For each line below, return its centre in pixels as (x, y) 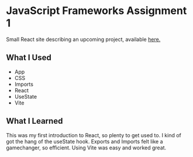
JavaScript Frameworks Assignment (96, 11)
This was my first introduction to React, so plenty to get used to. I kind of (94, 135)
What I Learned (35, 121)
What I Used (29, 57)
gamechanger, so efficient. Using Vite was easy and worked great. (86, 148)
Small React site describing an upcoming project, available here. (83, 39)
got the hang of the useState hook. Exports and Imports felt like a (85, 141)
